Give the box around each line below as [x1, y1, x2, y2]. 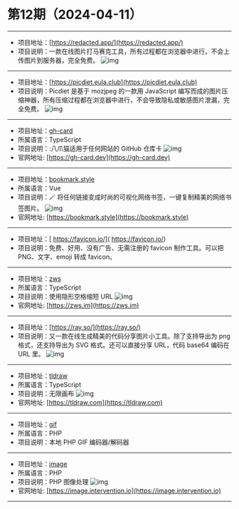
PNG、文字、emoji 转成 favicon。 [17, 252, 116, 261]
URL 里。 [17, 349, 45, 358]
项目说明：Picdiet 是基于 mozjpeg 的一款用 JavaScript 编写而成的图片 [17, 86, 222, 95]
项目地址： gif [17, 420, 57, 428]
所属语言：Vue [17, 183, 61, 192]
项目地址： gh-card [17, 126, 73, 135]
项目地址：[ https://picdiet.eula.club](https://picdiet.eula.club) [17, 78, 198, 86]
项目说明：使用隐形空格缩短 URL [17, 292, 114, 300]
